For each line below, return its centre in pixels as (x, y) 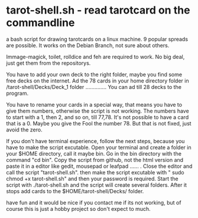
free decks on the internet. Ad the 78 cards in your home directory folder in (98, 81)
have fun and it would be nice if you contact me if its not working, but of (94, 202)
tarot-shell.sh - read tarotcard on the (98, 10)
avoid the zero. (24, 130)
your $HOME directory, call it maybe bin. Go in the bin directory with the (94, 153)
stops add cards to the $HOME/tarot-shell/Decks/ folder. (75, 191)
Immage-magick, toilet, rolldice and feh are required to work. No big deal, (95, 57)
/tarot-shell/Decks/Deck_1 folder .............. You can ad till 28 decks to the (94, 87)
